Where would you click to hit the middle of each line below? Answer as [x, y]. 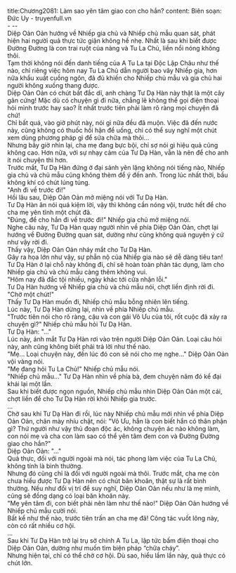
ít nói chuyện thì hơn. [38, 160]
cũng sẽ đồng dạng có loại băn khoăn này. [69, 496]
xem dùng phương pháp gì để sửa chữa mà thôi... [78, 138]
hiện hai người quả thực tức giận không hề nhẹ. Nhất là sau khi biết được [112, 41]
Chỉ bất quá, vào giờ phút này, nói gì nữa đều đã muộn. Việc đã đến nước [113, 123]
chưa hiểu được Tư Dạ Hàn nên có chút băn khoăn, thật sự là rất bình [107, 481]
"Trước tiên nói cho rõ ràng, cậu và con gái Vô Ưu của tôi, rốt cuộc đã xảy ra [117, 317]
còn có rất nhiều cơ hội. [41, 526]
